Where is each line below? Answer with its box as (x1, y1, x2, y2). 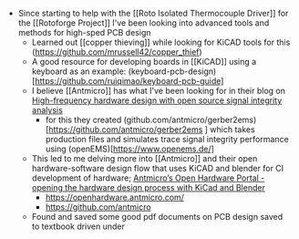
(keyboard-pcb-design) (128, 66, 217, 77)
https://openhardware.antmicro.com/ (45, 192, 185, 203)
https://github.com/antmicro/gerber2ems (48, 124, 203, 135)
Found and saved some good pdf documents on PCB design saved (31, 212, 284, 222)
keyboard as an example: (31, 66, 127, 77)
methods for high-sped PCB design (17, 27, 151, 37)
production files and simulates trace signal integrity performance (45, 134, 289, 144)
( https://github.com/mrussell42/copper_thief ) (31, 47, 202, 57)
